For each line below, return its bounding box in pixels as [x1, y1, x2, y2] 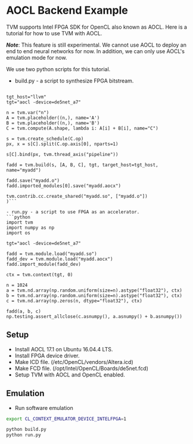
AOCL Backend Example [6, 4, 128, 17]
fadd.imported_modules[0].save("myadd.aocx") [6, 183, 121, 189]
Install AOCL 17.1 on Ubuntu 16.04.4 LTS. [14, 345, 113, 353]
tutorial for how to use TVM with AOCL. [6, 29, 102, 36]
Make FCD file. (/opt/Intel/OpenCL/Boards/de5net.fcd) [14, 365, 149, 372]
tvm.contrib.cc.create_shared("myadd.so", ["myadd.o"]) [6, 193, 148, 199]
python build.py [6, 427, 46, 433]
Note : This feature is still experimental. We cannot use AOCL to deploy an [6, 41, 186, 48]
